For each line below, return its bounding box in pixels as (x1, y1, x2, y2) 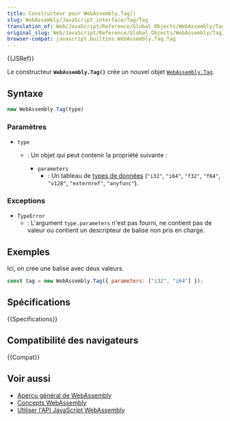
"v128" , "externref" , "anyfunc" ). (47, 179, 139, 187)
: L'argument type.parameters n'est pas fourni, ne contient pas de (27, 219, 212, 227)
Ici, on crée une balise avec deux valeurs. (7, 264, 125, 273)
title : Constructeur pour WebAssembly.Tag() (7, 10, 136, 17)
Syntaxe (7, 87, 43, 100)
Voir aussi (7, 373, 51, 385)
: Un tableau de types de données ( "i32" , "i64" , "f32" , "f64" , (47, 172, 221, 180)
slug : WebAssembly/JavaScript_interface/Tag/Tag (7, 16, 149, 23)
